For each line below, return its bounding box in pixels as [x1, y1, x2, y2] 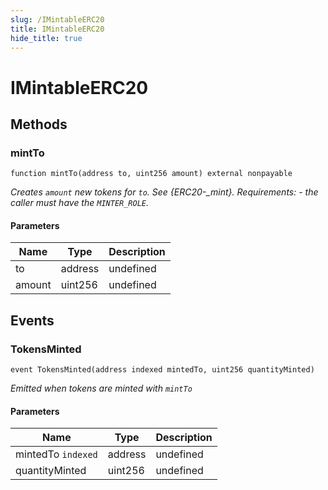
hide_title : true [10, 33, 83, 43]
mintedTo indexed [15, 447, 98, 461]
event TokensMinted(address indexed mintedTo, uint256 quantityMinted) [10, 365, 315, 375]
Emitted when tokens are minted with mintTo [10, 382, 193, 395]
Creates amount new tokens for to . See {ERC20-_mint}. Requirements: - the [10, 186, 319, 198]
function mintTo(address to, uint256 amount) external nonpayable [10, 169, 293, 179]
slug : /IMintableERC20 [10, 14, 105, 25]
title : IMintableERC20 [10, 24, 105, 34]
